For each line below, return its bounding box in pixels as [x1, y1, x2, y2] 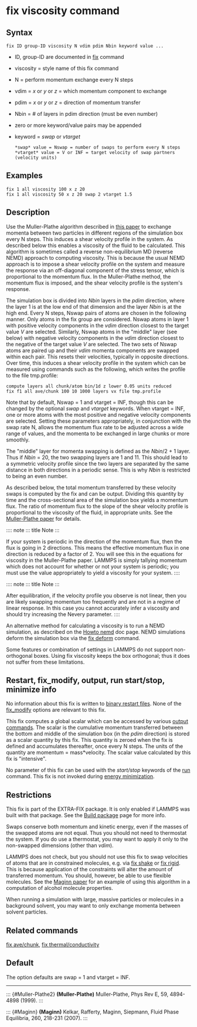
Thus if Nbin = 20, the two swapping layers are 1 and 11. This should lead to [6, 454, 188, 461]
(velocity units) [14, 155, 57, 160]
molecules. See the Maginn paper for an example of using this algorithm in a [6, 878, 191, 885]
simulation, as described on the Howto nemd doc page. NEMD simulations [6, 628, 186, 635]
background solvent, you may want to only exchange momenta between [6, 902, 181, 909]
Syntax [6, 28, 33, 38]
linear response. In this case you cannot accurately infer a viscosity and [6, 604, 180, 611]
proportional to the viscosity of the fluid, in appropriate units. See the [6, 509, 173, 516]
